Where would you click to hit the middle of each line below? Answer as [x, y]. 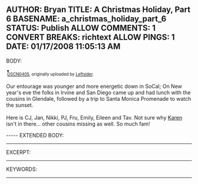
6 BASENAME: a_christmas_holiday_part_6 [86, 19]
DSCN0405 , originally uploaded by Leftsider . [51, 74]
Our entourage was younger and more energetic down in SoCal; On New [94, 86]
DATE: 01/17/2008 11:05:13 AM [63, 47]
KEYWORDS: [22, 169]
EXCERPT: [19, 152]
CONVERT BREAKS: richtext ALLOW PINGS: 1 [90, 37]
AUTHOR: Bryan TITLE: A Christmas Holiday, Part [98, 10]
